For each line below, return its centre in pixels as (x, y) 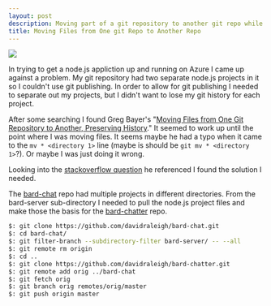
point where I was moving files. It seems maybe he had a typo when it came (135, 137)
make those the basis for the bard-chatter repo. (88, 211)
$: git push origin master (54, 294)
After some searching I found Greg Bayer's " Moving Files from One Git (126, 119)
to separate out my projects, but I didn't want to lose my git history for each (135, 95)
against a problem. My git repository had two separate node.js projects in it (134, 78)
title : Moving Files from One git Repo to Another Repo (105, 31)
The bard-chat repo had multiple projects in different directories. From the (132, 194)
